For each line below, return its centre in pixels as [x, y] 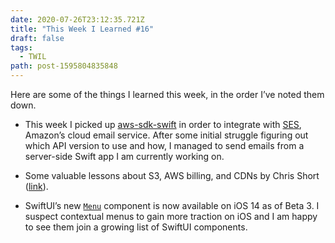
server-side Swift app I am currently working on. [124, 156]
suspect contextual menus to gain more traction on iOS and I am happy [171, 216]
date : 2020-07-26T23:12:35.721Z [77, 19]
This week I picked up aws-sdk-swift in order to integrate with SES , [163, 124]
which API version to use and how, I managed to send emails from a [164, 145]
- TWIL [33, 57]
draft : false [37, 38]
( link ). [36, 186]
